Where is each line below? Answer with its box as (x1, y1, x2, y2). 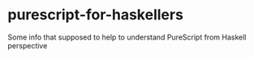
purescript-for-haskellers (7, 6, 184, 24)
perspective (7, 40, 48, 50)
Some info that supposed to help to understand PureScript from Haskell (7, 32, 247, 42)
